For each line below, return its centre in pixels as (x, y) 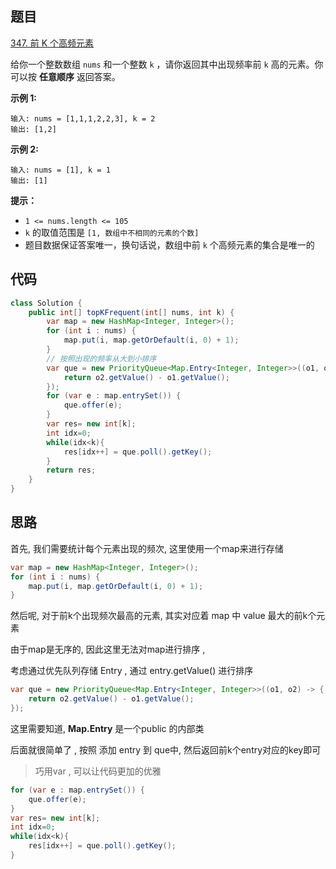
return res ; (71, 470)
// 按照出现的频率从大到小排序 (101, 358)
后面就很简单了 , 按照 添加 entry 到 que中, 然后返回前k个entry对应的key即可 (166, 749)
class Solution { (46, 303)
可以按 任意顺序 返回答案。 (65, 76)
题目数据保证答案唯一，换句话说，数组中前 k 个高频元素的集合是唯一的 (169, 244)
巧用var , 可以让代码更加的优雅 (98, 771)
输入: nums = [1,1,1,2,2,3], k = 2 (83, 118)
